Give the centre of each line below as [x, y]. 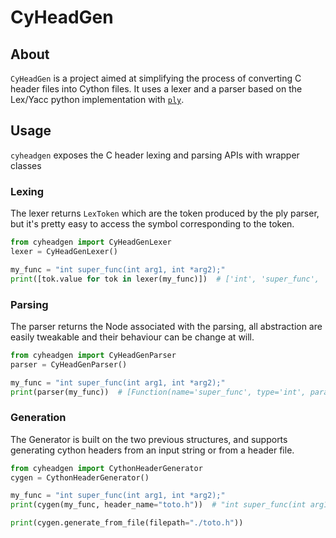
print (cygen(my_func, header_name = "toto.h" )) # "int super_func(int [158, 505]
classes [26, 165]
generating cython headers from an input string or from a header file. [152, 450]
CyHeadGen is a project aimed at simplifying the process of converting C [156, 78]
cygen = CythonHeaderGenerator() [80, 477]
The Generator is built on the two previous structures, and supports [149, 439]
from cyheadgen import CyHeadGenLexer [91, 242]
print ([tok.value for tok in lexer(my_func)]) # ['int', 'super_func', [165, 279]
